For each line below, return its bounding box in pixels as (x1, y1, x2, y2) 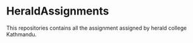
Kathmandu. (6, 30, 37, 38)
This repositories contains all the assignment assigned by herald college (6, 24, 187, 31)
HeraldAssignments (6, 4, 109, 18)
